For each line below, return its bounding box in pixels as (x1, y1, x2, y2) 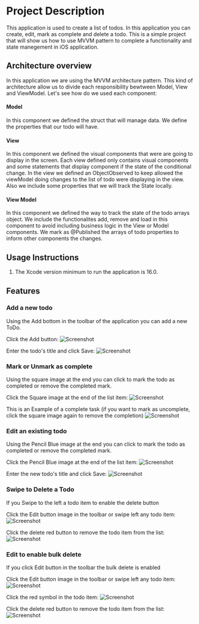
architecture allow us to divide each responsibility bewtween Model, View (6, 83, 188, 90)
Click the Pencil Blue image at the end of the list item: (6, 459, 138, 466)
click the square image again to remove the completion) (6, 412, 144, 419)
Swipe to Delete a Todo (6, 486, 75, 494)
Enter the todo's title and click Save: (6, 347, 95, 354)
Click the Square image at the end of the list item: (6, 394, 128, 401)
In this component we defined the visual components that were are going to (6, 150, 193, 158)
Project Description (6, 4, 105, 18)
